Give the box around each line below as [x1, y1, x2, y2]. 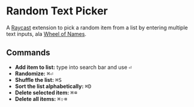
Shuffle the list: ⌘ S [14, 76, 62, 83]
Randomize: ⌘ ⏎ [14, 70, 54, 77]
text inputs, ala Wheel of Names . [6, 30, 87, 37]
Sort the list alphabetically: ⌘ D [14, 82, 92, 90]
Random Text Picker [6, 4, 108, 18]
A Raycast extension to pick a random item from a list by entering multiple [6, 24, 188, 31]
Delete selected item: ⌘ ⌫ [14, 88, 77, 96]
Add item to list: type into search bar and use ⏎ [14, 63, 132, 71]
